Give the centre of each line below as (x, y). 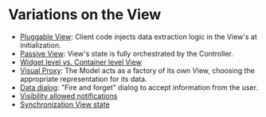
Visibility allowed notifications (68, 96)
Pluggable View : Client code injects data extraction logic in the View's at (138, 37)
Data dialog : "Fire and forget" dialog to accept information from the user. (139, 87)
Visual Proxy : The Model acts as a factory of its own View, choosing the (137, 70)
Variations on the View (85, 15)
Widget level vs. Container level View (80, 62)
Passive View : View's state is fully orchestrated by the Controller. (126, 53)
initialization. (40, 45)
